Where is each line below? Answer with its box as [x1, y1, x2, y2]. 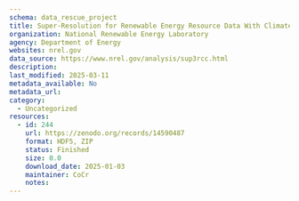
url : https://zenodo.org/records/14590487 [25, 129, 185, 138]
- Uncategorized [17, 104, 77, 113]
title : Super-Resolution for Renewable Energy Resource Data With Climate [9, 21, 293, 30]
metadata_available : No [9, 79, 98, 88]
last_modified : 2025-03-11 [9, 71, 109, 80]
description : [9, 63, 58, 72]
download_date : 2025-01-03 [25, 162, 125, 171]
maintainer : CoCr [25, 170, 90, 179]
